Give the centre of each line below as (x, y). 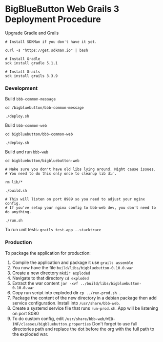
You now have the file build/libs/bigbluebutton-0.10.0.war (72, 267)
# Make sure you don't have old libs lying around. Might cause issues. (81, 169)
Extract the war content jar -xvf (45, 283)
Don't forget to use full (115, 323)
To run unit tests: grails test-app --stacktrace (53, 230)
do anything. (18, 212)
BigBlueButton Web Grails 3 (62, 9)
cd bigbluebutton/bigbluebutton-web (42, 161)
